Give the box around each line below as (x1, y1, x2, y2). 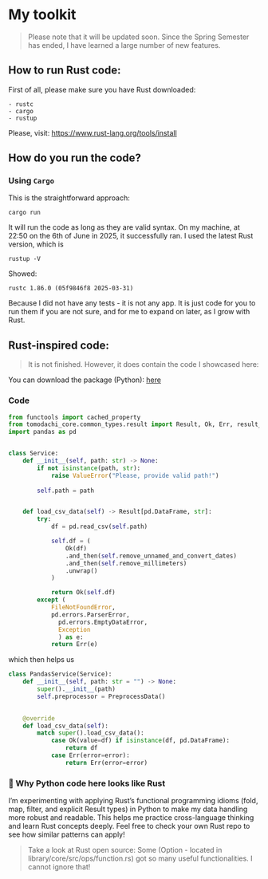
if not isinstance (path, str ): (37, 464, 141, 472)
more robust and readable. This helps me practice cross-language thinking (8, 813, 254, 822)
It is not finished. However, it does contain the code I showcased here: (27, 360, 259, 369)
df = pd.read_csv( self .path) (50, 522, 148, 531)
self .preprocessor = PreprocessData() (37, 692, 166, 700)
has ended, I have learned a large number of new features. (27, 40, 221, 49)
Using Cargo (8, 175, 54, 187)
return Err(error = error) (65, 759, 148, 767)
